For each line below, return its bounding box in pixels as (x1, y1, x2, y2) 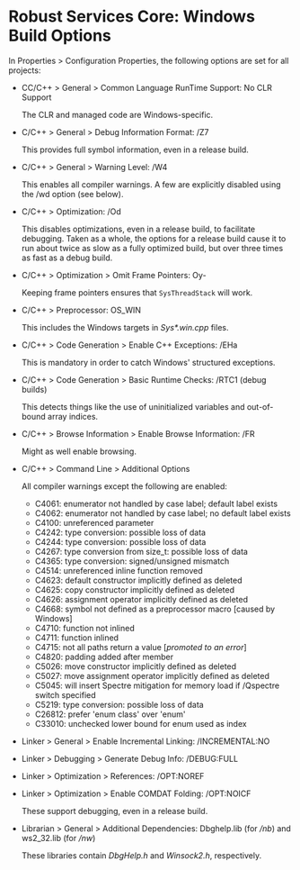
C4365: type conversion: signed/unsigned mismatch (34, 556, 230, 566)
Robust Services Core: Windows (8, 6, 255, 27)
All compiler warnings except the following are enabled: (21, 480, 228, 492)
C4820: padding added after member (34, 651, 174, 662)
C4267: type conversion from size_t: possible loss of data (34, 546, 249, 557)
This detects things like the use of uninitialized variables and (21, 401, 245, 412)
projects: (8, 65, 41, 76)
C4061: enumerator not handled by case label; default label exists (34, 498, 278, 509)
